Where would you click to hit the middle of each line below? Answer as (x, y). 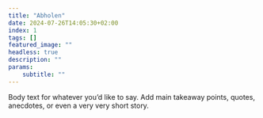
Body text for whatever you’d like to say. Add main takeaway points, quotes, (132, 97)
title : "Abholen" (37, 15)
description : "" (35, 60)
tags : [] (23, 38)
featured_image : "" (40, 45)
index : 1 (23, 30)
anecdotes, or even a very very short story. (78, 105)
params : (21, 67)
